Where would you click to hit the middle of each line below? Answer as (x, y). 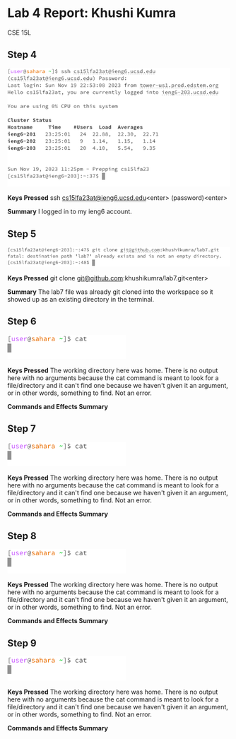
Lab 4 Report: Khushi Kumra (92, 13)
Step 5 (22, 233)
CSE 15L (19, 32)
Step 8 (22, 536)
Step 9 (22, 643)
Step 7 (22, 429)
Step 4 (22, 55)
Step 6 (22, 322)
